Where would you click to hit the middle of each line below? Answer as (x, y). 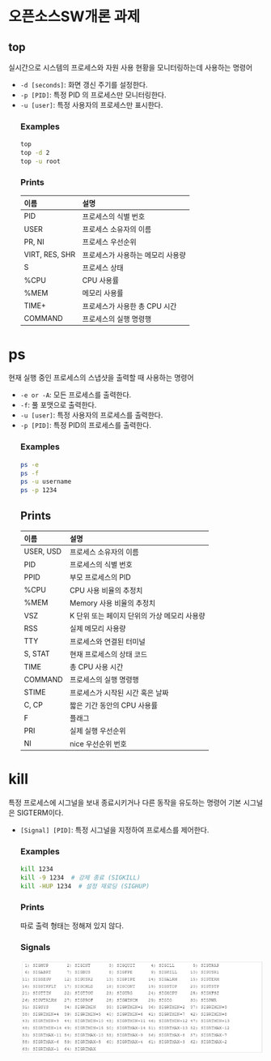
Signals (35, 948)
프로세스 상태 (103, 267)
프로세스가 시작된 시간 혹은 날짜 (119, 692)
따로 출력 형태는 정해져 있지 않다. (72, 926)
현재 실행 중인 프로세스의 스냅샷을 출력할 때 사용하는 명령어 (101, 378)
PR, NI (34, 242)
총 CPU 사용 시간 (97, 667)
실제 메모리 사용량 (98, 628)
